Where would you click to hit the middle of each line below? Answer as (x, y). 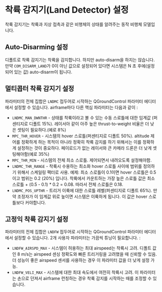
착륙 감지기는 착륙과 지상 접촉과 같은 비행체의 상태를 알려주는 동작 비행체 (73, 24)
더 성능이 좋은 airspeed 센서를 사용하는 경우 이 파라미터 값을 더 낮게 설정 (81, 260)
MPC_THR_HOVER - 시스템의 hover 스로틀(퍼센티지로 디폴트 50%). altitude (81, 136)
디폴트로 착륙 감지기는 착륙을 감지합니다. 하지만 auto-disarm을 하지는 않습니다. (80, 60)
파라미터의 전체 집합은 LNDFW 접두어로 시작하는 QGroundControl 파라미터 (74, 232)
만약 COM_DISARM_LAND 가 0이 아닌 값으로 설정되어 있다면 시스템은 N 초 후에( (76, 65)
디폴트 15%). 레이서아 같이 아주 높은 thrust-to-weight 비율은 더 (89, 124)
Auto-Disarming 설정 (37, 47)
